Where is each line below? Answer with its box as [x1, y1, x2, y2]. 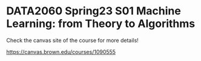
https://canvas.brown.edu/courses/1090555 [6, 48, 116, 55]
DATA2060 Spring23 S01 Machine [6, 4, 182, 18]
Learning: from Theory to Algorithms [6, 17, 196, 30]
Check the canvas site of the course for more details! [6, 36, 139, 44]
